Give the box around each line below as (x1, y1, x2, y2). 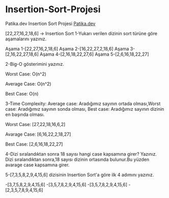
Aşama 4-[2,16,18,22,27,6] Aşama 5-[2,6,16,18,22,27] (40, 51, 149, 57)
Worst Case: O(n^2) (5, 70, 47, 77)
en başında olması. (5, 111, 45, 117)
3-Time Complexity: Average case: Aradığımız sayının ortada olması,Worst (5, 101, 161, 107)
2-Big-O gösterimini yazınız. (5, 61, 65, 67)
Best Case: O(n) (5, 90, 39, 96)
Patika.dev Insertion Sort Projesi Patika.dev (5, 20, 96, 27)
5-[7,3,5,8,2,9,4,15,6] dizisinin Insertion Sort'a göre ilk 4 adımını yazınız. (5, 171, 154, 178)
